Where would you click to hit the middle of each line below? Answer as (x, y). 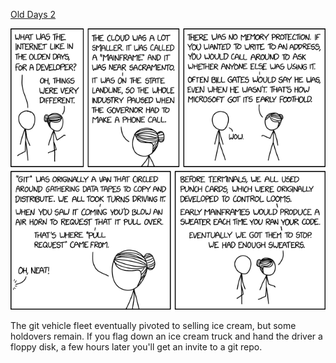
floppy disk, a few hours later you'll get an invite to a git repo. (136, 347)
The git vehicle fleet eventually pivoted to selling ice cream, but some (153, 326)
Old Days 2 (33, 14)
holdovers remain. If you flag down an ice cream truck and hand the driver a (166, 336)
